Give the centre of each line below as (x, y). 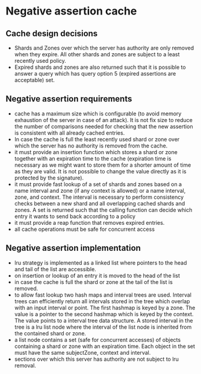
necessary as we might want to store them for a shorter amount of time (103, 165)
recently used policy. (40, 61)
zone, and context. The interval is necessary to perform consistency (99, 197)
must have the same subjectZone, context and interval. (82, 352)
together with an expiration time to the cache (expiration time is (93, 158)
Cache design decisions (52, 34)
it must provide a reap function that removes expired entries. (89, 222)
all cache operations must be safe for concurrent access (84, 229)
